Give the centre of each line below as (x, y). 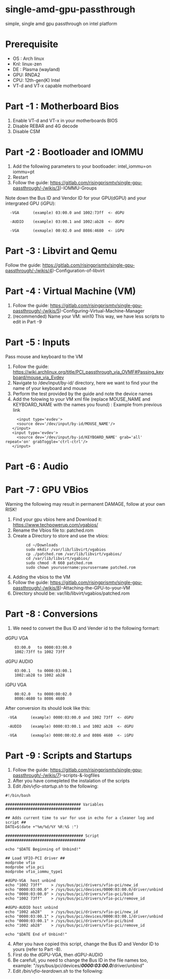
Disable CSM (26, 131)
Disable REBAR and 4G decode (45, 126)
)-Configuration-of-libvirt (78, 270)
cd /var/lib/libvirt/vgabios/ (58, 558)
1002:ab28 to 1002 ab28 (40, 675)
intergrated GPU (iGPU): (31, 203)
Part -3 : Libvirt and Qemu (61, 251)
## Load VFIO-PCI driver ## (35, 858)
